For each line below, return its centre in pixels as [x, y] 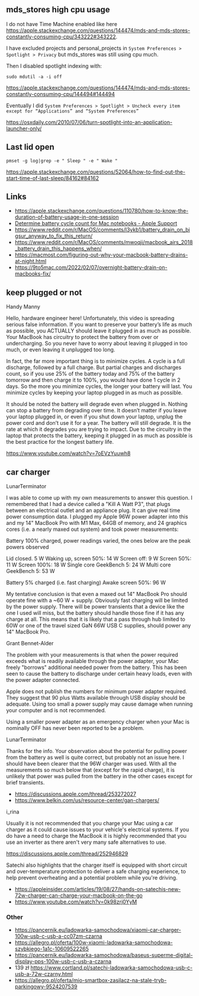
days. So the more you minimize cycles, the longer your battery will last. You [99, 386]
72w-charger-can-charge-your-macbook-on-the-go [79, 896]
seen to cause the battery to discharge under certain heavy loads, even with [99, 674]
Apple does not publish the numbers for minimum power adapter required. [97, 691]
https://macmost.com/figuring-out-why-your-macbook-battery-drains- [101, 255]
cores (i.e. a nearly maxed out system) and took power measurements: [92, 529]
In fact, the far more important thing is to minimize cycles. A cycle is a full [96, 361]
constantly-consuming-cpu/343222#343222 [61, 36]
